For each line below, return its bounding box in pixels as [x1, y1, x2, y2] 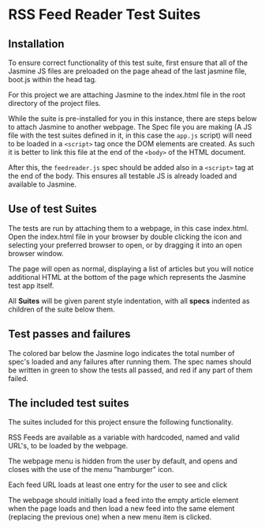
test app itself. [8, 281, 54, 290]
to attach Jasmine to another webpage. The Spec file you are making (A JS [8, 123, 252, 131]
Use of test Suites [8, 202, 97, 216]
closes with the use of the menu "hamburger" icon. [8, 465, 174, 474]
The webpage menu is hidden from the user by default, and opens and [8, 456, 238, 466]
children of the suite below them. [8, 304, 116, 314]
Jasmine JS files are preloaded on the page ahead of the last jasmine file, [8, 66, 247, 76]
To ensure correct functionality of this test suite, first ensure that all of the [8, 58, 248, 67]
